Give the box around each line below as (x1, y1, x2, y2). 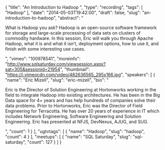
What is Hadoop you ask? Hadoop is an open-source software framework (5, 25, 157, 31)
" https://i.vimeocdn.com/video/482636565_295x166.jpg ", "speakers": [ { (5, 72, 155, 77)
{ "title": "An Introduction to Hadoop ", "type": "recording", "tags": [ (5, 5, 143, 10)
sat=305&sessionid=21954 (5, 66, 60, 72)
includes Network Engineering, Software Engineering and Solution (5, 113, 141, 119)
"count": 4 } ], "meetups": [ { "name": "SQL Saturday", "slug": (5, 134, 131, 139)
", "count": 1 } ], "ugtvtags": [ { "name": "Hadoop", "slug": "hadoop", (5, 128, 145, 134)
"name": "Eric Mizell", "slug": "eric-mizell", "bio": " (5, 77, 109, 83)
